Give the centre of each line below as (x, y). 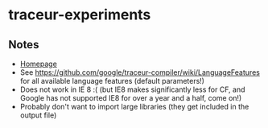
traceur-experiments (80, 15)
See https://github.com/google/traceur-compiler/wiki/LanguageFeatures (140, 72)
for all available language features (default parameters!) (112, 81)
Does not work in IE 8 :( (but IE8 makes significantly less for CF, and (132, 89)
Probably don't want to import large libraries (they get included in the (134, 107)
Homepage (39, 64)
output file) (38, 115)
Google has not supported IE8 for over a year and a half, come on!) (131, 98)
